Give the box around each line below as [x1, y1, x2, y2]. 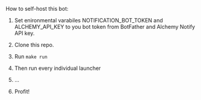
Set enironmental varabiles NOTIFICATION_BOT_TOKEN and [14, 17, 163, 23]
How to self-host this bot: [5, 5, 69, 12]
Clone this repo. [14, 42, 54, 48]
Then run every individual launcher [14, 64, 101, 72]
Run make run [14, 53, 48, 60]
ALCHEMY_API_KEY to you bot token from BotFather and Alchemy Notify [14, 23, 195, 30]
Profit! [14, 88, 30, 95]
